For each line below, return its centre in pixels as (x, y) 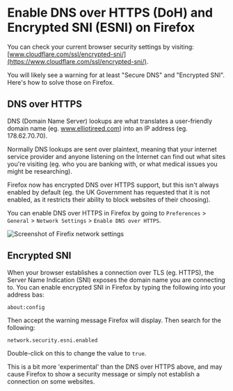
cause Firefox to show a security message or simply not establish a (104, 374)
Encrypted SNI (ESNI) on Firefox (101, 27)
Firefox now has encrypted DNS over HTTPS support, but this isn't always (113, 185)
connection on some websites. (51, 381)
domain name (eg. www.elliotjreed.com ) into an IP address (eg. (97, 128)
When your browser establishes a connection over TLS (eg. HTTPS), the (111, 272)
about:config (26, 307)
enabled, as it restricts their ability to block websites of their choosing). (109, 199)
